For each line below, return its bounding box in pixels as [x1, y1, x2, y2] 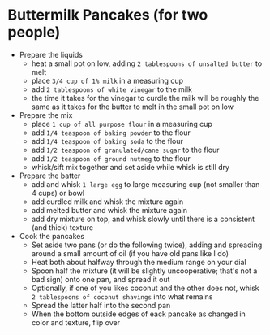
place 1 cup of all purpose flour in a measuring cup [31, 119, 212, 128]
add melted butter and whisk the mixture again [31, 205, 188, 215]
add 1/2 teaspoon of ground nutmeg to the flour [31, 153, 191, 163]
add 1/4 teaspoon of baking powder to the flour [31, 128, 191, 137]
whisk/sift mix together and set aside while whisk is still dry [31, 162, 230, 172]
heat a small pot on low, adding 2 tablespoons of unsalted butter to [31, 59, 263, 68]
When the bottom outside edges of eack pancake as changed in [31, 309, 246, 319]
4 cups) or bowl [31, 188, 85, 198]
